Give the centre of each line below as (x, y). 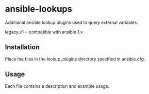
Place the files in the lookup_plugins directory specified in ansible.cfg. (75, 59)
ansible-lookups (39, 9)
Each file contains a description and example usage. (57, 86)
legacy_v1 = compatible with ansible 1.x (44, 32)
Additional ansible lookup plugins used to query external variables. (72, 22)
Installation (22, 47)
